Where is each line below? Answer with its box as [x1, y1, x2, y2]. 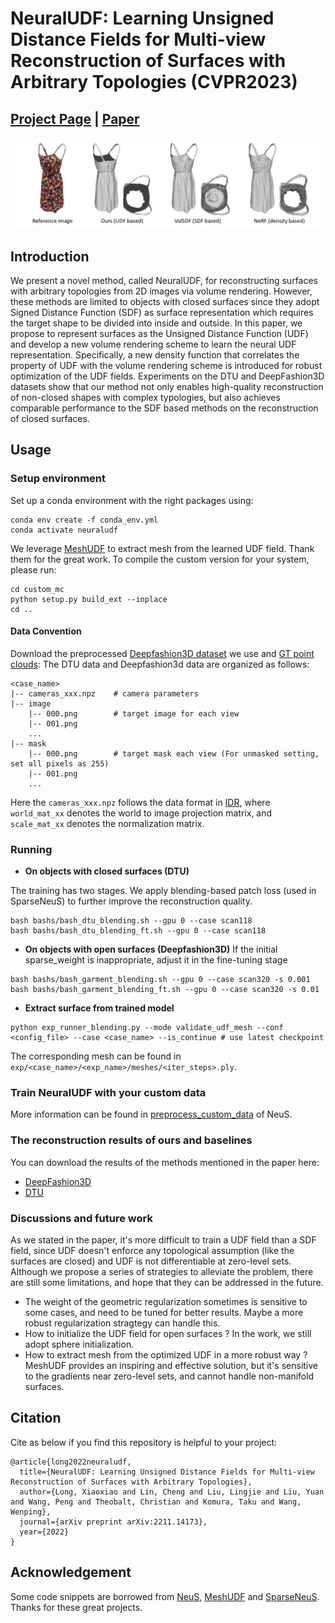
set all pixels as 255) [10, 758, 110, 769]
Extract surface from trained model [24, 1002, 175, 1014]
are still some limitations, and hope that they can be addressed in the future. [10, 1277, 324, 1289]
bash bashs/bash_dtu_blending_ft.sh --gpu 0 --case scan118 [10, 926, 267, 936]
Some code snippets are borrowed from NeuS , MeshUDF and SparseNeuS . [10, 1590, 320, 1602]
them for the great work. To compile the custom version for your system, [10, 553, 310, 565]
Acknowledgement [10, 1564, 132, 1581]
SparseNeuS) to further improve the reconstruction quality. [10, 895, 253, 907]
